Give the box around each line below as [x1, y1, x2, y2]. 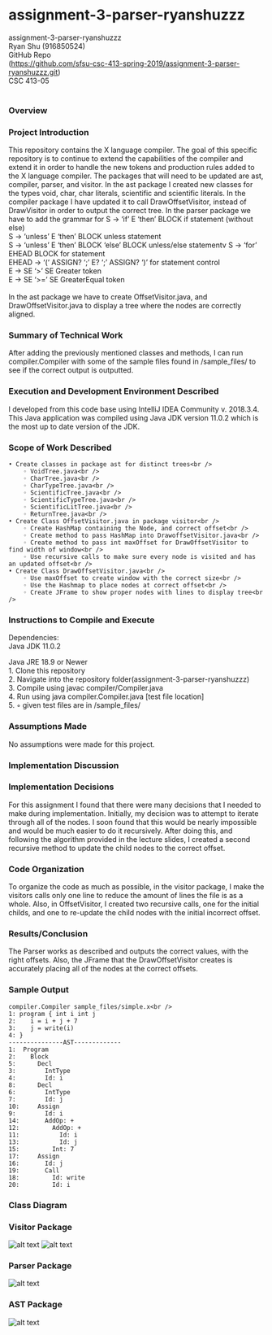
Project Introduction [8, 126, 89, 137]
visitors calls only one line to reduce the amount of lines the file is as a [8, 891, 244, 901]
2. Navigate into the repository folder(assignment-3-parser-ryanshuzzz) [8, 674, 250, 684]
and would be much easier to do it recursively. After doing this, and [8, 826, 233, 835]
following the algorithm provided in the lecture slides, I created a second [8, 834, 250, 844]
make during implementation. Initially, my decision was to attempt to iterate [8, 808, 259, 818]
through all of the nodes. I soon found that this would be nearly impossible [8, 817, 257, 827]
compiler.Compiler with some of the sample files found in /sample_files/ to [8, 356, 257, 367]
